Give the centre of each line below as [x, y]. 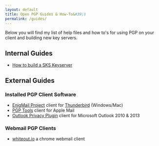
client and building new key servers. [41, 38]
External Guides [30, 81]
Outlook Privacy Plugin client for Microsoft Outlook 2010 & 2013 [76, 115]
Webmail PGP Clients [30, 128]
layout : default [21, 10]
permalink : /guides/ [26, 19]
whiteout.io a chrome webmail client [48, 139]
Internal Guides [29, 53]
